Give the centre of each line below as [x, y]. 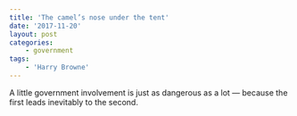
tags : [19, 59]
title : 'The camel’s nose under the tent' [89, 17]
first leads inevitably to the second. [74, 102]
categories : [31, 42]
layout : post [33, 34]
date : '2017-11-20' [45, 26]
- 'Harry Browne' [58, 68]
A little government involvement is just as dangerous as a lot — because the [148, 92]
